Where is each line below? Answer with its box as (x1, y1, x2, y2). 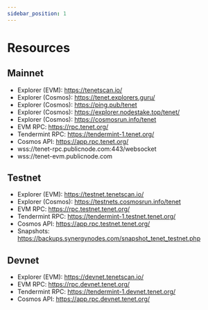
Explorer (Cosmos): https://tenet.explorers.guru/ (17, 93, 155, 101)
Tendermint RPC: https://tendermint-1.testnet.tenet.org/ (17, 212, 176, 221)
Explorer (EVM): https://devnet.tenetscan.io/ (17, 273, 144, 281)
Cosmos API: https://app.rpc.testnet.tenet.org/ (17, 219, 150, 228)
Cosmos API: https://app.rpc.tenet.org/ (17, 137, 129, 145)
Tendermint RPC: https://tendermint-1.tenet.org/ (17, 129, 155, 138)
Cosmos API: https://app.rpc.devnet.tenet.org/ (17, 295, 150, 303)
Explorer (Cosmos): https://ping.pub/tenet (17, 100, 137, 109)
